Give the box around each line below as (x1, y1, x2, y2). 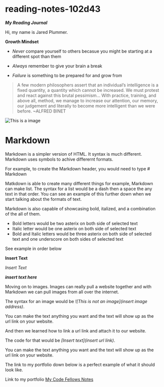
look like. (5, 367, 24, 373)
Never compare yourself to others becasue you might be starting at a (12, 48, 152, 54)
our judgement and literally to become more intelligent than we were (17, 103, 156, 109)
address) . (5, 304, 25, 309)
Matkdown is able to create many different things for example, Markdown (5, 180, 153, 186)
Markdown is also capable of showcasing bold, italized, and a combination (5, 205, 156, 212)
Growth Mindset (5, 38, 39, 45)
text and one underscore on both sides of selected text (12, 236, 124, 242)
